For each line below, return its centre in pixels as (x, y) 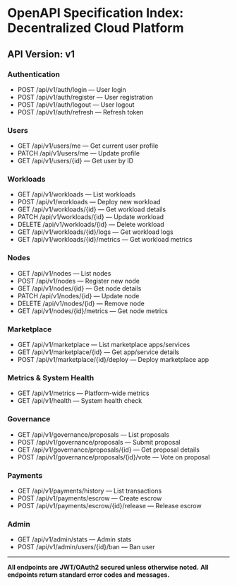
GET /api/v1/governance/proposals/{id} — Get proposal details (108, 450)
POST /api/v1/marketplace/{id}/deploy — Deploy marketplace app (113, 360)
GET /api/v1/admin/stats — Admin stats (74, 539)
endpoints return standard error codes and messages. (89, 575)
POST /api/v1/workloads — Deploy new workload (89, 202)
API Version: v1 (41, 54)
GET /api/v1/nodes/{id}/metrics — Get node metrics (92, 311)
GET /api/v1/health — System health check (80, 401)
